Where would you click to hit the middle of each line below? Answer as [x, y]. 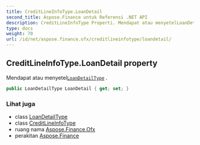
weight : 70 [20, 34]
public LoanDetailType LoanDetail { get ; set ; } [68, 89]
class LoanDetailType [41, 116]
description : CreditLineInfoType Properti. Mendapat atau [79, 23]
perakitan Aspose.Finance [47, 135]
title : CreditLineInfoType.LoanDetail [54, 12]
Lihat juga [21, 103]
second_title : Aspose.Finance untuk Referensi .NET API [77, 17]
